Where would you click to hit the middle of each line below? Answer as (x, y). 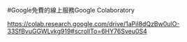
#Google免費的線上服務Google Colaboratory (71, 10)
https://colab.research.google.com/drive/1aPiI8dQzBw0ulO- (93, 24)
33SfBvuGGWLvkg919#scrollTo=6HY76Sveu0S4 (77, 31)
